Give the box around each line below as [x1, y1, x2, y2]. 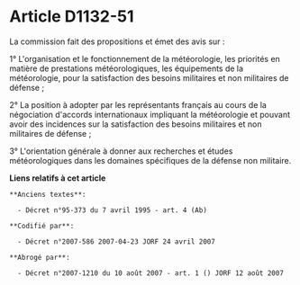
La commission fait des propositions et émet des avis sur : [9, 36, 225, 47]
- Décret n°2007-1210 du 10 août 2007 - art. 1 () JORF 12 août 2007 [17, 268, 284, 278]
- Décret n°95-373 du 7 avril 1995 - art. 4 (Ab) [17, 205, 207, 215]
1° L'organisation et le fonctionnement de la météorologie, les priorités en [9, 53, 281, 64]
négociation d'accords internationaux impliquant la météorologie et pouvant [9, 109, 291, 120]
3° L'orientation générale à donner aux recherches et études [9, 146, 233, 156]
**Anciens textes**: [9, 190, 87, 199]
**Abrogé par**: [9, 253, 70, 262]
